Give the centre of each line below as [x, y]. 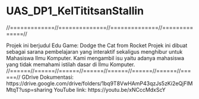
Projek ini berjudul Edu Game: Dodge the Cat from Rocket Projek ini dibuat [97, 45]
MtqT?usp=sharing [29, 89]
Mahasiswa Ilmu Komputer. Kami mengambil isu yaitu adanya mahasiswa [95, 58]
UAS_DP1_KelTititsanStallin [75, 11]
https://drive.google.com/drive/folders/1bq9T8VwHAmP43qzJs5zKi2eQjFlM [99, 83]
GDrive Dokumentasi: [48, 77]
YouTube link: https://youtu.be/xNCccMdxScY [110, 89]
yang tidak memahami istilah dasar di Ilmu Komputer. [71, 64]
